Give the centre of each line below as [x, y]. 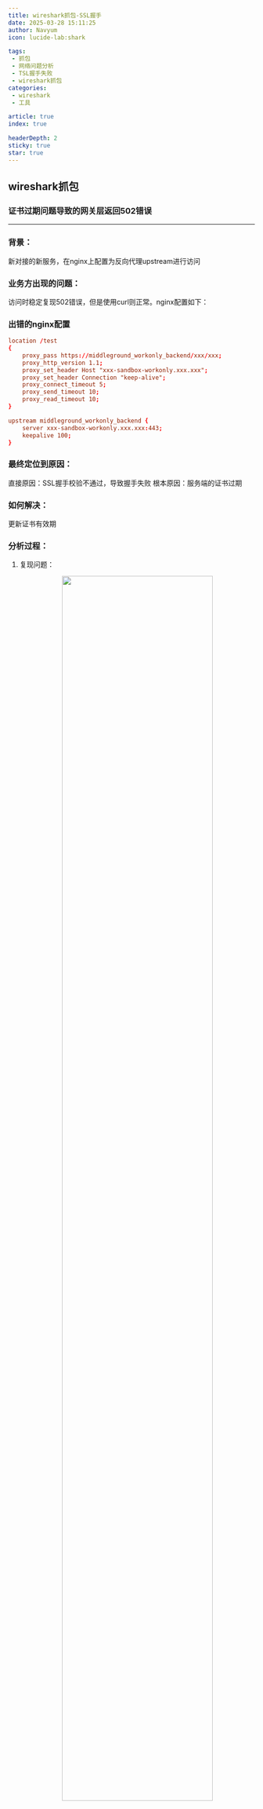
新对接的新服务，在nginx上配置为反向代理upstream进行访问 [104, 261]
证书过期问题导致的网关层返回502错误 [80, 210]
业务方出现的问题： [44, 283]
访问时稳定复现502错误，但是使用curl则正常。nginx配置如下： [108, 301]
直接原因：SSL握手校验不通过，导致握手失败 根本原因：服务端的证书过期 [125, 483]
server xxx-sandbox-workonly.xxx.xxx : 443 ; [92, 428]
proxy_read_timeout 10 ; [61, 400]
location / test [33, 341]
